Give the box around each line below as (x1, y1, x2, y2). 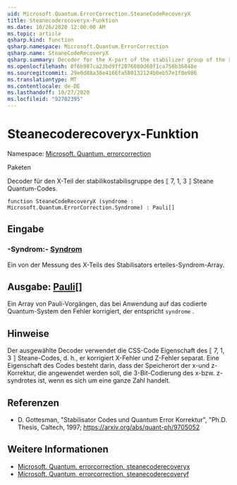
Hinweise (7, 328, 49, 340)
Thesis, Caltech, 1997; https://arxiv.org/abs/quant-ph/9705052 (17, 423, 200, 431)
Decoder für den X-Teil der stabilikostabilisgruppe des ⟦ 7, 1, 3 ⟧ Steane (7, 176, 214, 185)
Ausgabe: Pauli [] (7, 281, 83, 293)
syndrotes (7, 376, 37, 385)
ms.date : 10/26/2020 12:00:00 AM (7, 23, 106, 30)
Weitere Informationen (7, 443, 109, 455)
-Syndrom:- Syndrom (7, 244, 83, 254)
